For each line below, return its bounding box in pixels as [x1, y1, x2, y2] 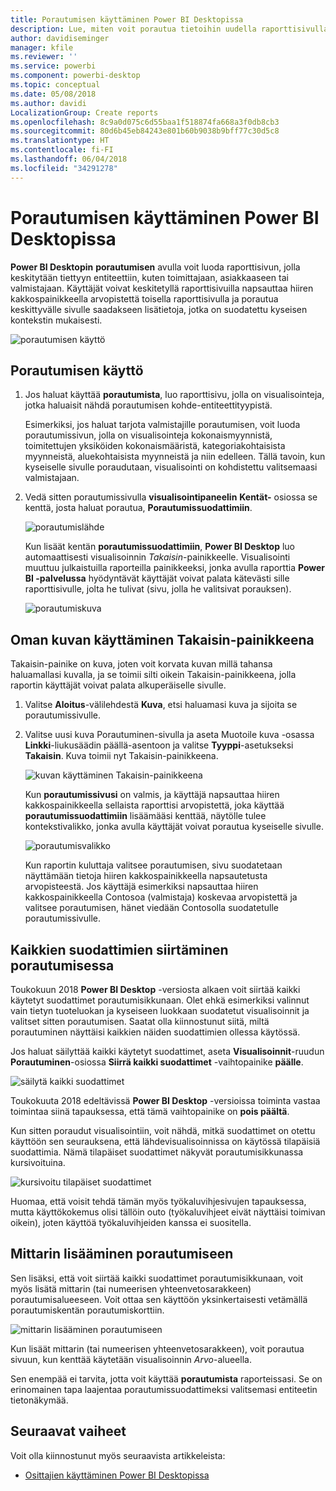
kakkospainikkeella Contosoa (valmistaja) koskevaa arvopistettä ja [24, 891, 298, 903]
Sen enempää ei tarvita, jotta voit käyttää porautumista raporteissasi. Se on [10, 1372, 323, 1385]
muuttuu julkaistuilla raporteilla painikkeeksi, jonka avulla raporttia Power [24, 562, 326, 574]
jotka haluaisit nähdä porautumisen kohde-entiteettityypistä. [24, 399, 273, 411]
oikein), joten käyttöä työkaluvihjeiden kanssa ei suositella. [10, 1217, 252, 1228]
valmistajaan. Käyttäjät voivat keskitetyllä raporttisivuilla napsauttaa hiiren [10, 282, 314, 294]
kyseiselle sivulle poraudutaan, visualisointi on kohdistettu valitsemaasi [24, 461, 318, 473]
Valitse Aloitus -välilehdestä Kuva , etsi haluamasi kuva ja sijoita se [24, 699, 298, 711]
